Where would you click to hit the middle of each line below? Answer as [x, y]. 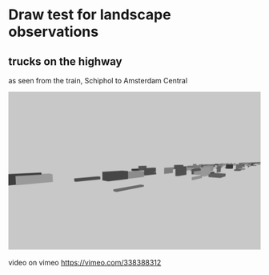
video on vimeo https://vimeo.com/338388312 [85, 263]
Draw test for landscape [90, 15]
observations [53, 32]
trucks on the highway [65, 61]
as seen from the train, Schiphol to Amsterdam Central [98, 81]
